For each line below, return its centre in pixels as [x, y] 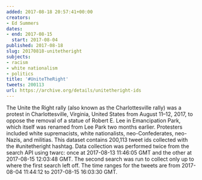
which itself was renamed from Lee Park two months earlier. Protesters [94, 127]
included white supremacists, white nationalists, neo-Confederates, [90, 133]
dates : [14, 29]
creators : [19, 18]
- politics [20, 74]
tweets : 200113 [25, 85]
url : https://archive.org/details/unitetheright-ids [74, 91]
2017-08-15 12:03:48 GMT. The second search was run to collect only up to [100, 159]
